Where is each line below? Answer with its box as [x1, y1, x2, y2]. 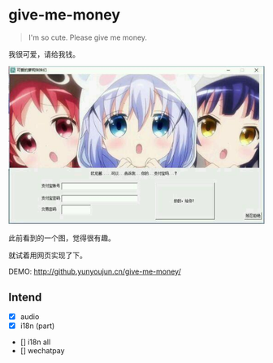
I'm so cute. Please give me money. [28, 32, 148, 42]
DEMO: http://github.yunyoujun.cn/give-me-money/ [8, 266, 181, 277]
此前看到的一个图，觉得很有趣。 [8, 233, 115, 243]
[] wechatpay [19, 346, 65, 356]
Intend [8, 290, 42, 304]
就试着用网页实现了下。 [8, 250, 87, 261]
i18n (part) [19, 321, 55, 331]
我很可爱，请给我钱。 [8, 49, 80, 58]
